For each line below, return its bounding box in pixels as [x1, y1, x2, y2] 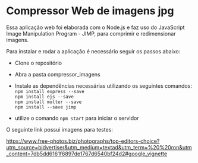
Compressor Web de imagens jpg [6, 4, 174, 18]
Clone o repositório [14, 59, 62, 66]
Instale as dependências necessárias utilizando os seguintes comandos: [14, 82, 192, 90]
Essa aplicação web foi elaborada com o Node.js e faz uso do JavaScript [6, 24, 185, 31]
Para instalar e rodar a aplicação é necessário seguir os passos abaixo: [6, 47, 181, 55]
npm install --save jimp [14, 104, 77, 110]
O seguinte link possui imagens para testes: [6, 126, 113, 133]
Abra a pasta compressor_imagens [14, 71, 100, 78]
